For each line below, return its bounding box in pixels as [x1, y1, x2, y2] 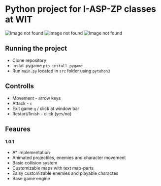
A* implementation [12, 150, 50, 156]
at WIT [5, 14, 33, 25]
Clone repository [12, 57, 47, 63]
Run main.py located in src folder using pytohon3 [12, 68, 110, 74]
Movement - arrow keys [12, 95, 61, 101]
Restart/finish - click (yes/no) [12, 110, 72, 116]
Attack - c [12, 100, 32, 106]
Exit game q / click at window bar [12, 106, 80, 111]
